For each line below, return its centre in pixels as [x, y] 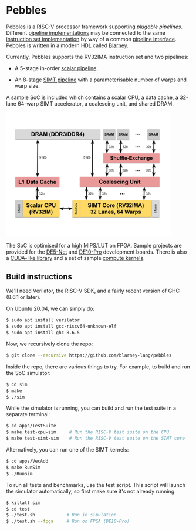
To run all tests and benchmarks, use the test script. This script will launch [96, 485]
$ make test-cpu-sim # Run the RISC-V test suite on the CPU [87, 432]
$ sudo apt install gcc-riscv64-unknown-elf [61, 327]
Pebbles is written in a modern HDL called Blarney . [67, 45]
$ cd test [18, 509]
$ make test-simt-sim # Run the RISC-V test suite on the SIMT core [95, 439]
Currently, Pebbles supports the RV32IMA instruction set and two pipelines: [97, 57]
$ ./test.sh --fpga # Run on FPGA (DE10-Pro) [68, 521]
